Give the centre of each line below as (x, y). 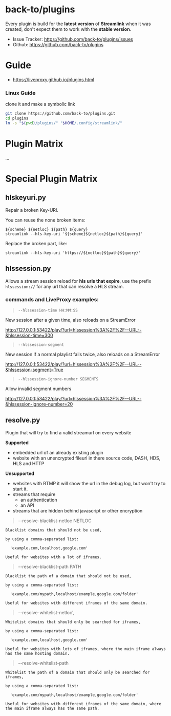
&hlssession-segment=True (34, 370)
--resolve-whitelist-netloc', (46, 612)
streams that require (34, 494)
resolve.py (23, 420)
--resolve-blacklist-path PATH (49, 566)
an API (27, 505)
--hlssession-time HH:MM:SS (48, 310)
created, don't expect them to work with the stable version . (68, 29)
